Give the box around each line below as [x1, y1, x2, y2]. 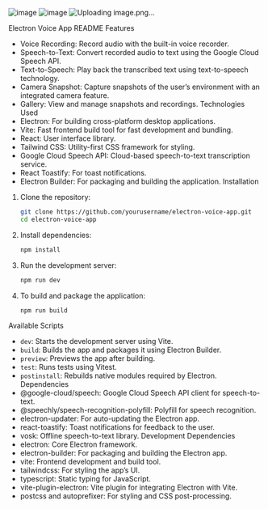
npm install [19, 245, 61, 254]
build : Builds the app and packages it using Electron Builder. [19, 345, 222, 355]
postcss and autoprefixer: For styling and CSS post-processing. [19, 491, 232, 501]
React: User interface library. [19, 134, 116, 143]
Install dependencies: [19, 230, 92, 240]
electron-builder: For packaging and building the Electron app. [19, 448, 228, 458]
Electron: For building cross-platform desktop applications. [19, 117, 216, 125]
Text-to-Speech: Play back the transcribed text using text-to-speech [19, 65, 249, 74]
